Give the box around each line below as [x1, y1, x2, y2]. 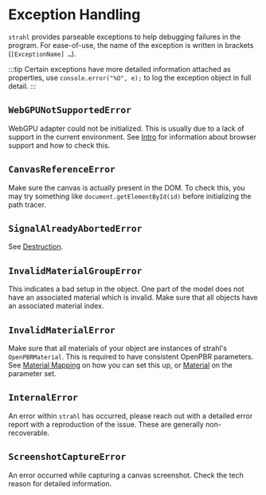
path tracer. [8, 199, 46, 209]
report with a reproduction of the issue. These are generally [8, 419, 205, 429]
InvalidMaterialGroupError [8, 265, 143, 277]
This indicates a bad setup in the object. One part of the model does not [8, 285, 244, 294]
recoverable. [8, 428, 50, 438]
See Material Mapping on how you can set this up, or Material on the [8, 360, 233, 370]
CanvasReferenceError [8, 163, 115, 175]
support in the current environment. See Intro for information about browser [8, 132, 257, 141]
